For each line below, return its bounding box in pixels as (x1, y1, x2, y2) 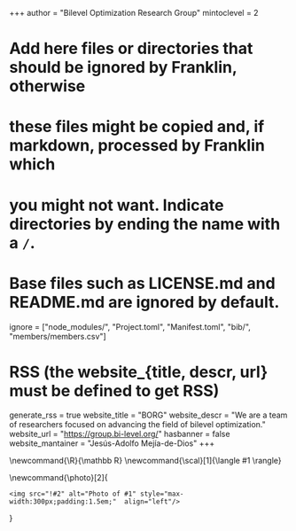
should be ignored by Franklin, (9, 58, 238, 78)
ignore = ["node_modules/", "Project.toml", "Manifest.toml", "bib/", (9, 321, 251, 332)
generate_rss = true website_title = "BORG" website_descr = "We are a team (9, 410, 288, 420)
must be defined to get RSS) (9, 380, 220, 401)
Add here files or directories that (9, 39, 253, 59)
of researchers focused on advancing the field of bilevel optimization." (9, 419, 266, 430)
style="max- (140, 489, 184, 499)
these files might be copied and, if (9, 117, 265, 137)
